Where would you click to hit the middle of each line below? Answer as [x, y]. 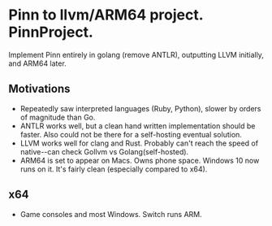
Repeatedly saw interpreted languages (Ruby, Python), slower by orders [140, 108]
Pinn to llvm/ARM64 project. [106, 15]
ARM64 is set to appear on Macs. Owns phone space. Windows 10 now [140, 160]
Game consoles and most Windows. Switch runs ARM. [111, 214]
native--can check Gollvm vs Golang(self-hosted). [104, 151]
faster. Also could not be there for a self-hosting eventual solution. [131, 134]
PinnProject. [51, 32]
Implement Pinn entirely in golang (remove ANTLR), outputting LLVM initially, [136, 54]
